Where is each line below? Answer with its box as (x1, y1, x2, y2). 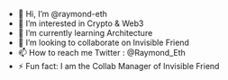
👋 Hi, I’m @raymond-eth (17, 9, 108, 19)
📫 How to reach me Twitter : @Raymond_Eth (17, 48, 187, 58)
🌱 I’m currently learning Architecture (17, 28, 153, 38)
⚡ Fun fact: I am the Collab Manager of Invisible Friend (17, 61, 220, 71)
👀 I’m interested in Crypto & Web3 (17, 18, 144, 29)
